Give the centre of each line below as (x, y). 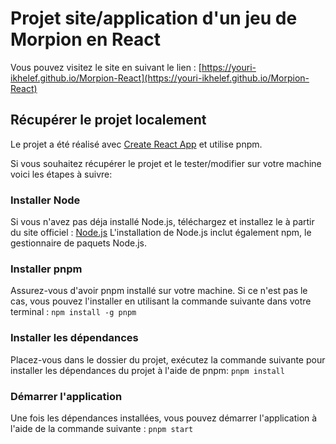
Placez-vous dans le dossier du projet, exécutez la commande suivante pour (168, 359)
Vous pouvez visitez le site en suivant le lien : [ (106, 67)
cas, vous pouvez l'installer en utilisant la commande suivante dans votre (161, 301)
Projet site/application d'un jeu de (154, 18)
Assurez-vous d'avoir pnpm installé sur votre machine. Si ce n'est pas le (159, 291)
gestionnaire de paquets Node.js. (78, 243)
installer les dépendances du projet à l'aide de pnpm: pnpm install (147, 370)
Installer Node (45, 200)
